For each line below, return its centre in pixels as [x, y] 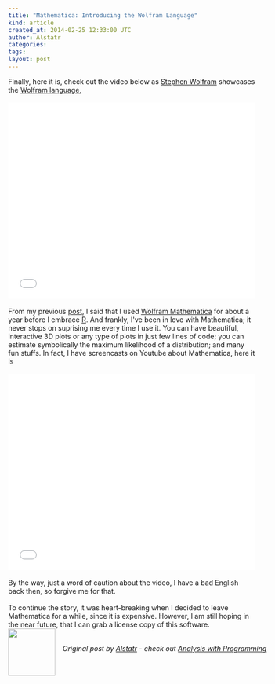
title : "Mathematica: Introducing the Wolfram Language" [103, 15]
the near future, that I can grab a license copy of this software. [109, 624]
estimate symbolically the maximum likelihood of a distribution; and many [127, 344]
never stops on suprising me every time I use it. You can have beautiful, [123, 327]
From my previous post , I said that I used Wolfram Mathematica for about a [128, 311]
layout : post [29, 60]
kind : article [31, 23]
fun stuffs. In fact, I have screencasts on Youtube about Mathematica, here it [132, 353]
